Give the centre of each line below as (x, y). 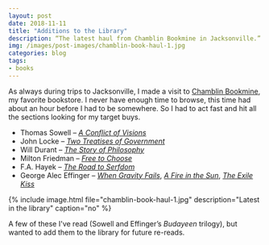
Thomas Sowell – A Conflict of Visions (83, 132)
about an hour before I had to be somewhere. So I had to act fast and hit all (132, 108)
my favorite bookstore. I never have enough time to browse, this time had (130, 100)
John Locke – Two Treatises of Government (92, 141)
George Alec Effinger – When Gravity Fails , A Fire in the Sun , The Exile (137, 175)
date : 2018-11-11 (37, 23)
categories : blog (37, 53)
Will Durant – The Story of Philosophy (82, 149)
